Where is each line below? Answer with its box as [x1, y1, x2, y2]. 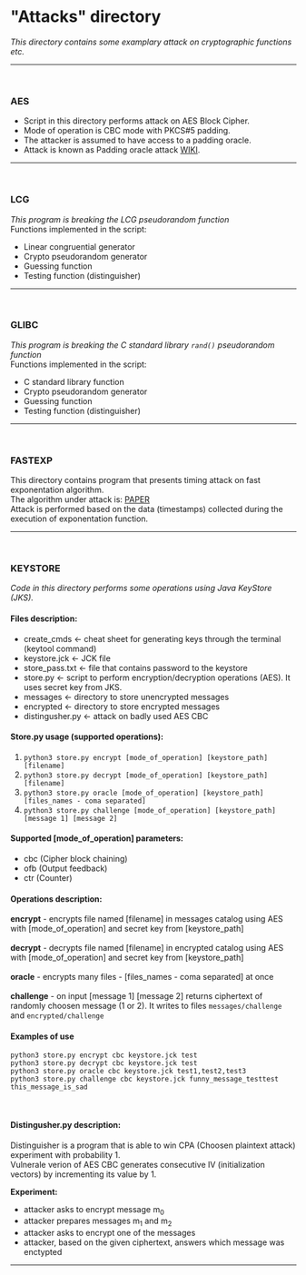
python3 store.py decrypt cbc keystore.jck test [10, 1059, 198, 1068]
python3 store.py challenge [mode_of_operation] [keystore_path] [23, 806, 276, 815]
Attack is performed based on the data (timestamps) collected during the [10, 504, 284, 515]
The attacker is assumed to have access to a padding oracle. [23, 134, 252, 146]
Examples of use [10, 1031, 74, 1042]
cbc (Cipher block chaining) [23, 854, 128, 865]
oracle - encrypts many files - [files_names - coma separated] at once [10, 972, 274, 983]
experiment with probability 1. [10, 1149, 121, 1160]
